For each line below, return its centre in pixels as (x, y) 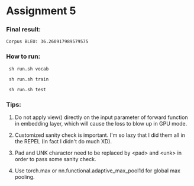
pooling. (25, 177)
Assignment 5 (41, 11)
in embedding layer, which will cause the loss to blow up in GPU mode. (101, 124)
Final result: (24, 30)
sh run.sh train (29, 79)
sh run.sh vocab (29, 69)
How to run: (23, 56)
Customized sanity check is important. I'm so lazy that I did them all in (100, 135)
